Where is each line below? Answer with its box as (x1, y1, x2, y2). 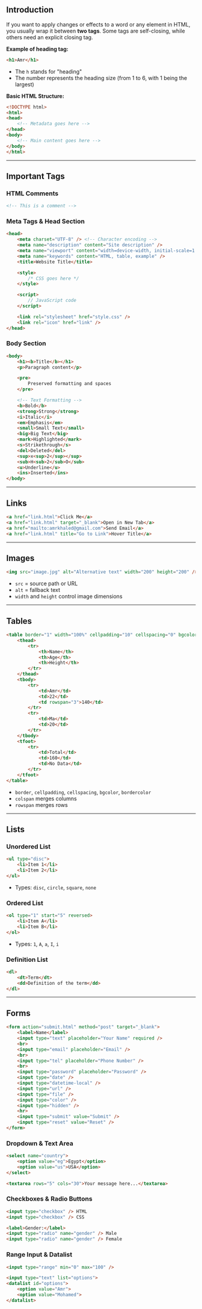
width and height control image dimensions (14, 593, 123, 600)
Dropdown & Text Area (6, 1139, 73, 1147)
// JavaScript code (28, 298, 77, 304)
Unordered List (6, 842, 51, 850)
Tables (6, 616, 32, 626)
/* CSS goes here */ (28, 275, 79, 281)
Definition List (6, 955, 48, 964)
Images (6, 553, 35, 563)
